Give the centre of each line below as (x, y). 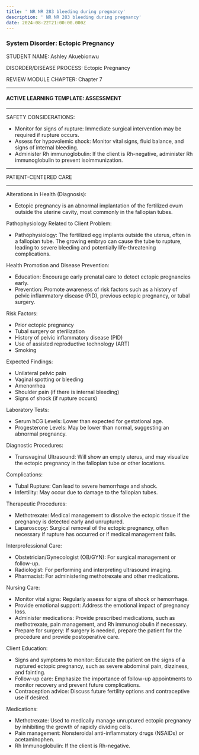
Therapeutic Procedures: (36, 504)
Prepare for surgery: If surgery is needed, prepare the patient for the (98, 630)
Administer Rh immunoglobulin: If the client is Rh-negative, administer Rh (104, 153)
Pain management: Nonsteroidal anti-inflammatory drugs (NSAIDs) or (99, 733)
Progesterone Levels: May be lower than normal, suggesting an (92, 427)
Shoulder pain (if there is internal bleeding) (67, 392)
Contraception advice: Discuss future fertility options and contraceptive (102, 691)
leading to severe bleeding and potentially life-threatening (85, 247)
